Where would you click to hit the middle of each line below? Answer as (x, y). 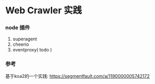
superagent (25, 39)
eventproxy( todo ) (32, 50)
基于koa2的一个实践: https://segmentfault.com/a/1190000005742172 (77, 76)
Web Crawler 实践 (43, 10)
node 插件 (18, 27)
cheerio (21, 44)
